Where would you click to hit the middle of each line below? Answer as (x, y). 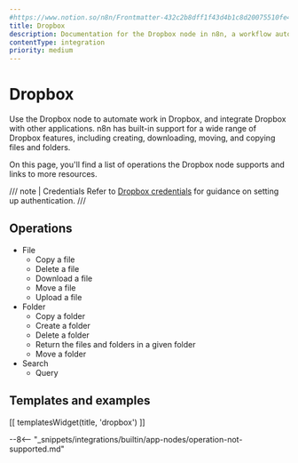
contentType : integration (57, 42)
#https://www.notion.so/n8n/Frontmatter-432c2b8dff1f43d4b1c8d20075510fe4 (150, 17)
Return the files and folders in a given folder (115, 344)
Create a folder (63, 325)
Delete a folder (63, 335)
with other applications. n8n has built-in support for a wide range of (133, 129)
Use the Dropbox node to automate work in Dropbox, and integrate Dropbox (148, 119)
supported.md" (37, 449)
